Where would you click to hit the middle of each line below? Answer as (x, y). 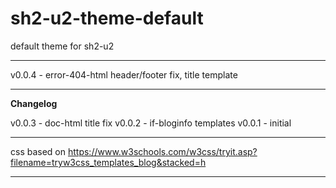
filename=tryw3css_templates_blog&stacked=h (108, 162)
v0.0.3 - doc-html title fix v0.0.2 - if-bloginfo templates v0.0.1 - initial (151, 123)
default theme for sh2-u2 (62, 46)
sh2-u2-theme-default (107, 18)
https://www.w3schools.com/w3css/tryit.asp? (162, 151)
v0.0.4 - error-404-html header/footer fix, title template (124, 74)
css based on (38, 151)
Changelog (34, 103)
